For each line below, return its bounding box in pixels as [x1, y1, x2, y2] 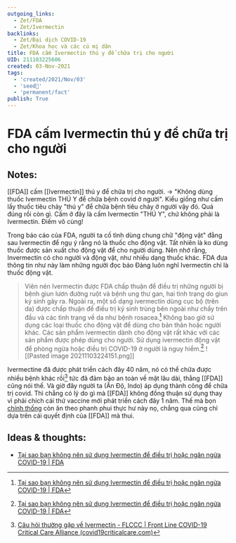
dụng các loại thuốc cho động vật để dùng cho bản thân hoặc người [24, 320, 221, 329]
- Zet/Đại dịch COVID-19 [13, 37, 86, 44]
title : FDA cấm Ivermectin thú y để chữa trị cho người [7, 50, 174, 57]
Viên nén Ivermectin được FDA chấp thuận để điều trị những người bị [24, 282, 223, 290]
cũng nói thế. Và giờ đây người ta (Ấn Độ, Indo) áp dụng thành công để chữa [7, 381, 228, 389]
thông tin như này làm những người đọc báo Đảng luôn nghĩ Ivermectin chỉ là [7, 261, 229, 269]
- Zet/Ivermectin [13, 23, 65, 30]
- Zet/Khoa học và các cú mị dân [13, 43, 112, 50]
